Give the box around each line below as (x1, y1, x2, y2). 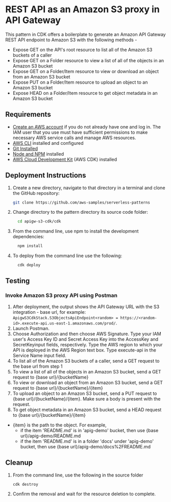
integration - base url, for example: (12, 309, 86, 315)
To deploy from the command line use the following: (12, 253, 123, 259)
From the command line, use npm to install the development (12, 228, 139, 234)
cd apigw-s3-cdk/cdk (17, 219, 61, 224)
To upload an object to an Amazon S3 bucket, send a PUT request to (12, 390, 157, 396)
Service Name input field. (12, 352, 66, 358)
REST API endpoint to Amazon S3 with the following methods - (5, 37, 137, 43)
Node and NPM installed (12, 150, 64, 157)
